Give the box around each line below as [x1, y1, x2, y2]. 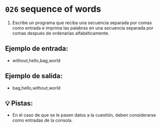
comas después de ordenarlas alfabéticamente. [12, 30, 110, 36]
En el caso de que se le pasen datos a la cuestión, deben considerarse [12, 112, 157, 118]
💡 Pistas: [5, 99, 33, 107]
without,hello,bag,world [12, 58, 61, 63]
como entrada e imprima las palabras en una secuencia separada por [12, 25, 154, 31]
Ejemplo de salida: [5, 72, 63, 80]
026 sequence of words [5, 3, 101, 15]
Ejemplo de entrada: [5, 44, 68, 53]
